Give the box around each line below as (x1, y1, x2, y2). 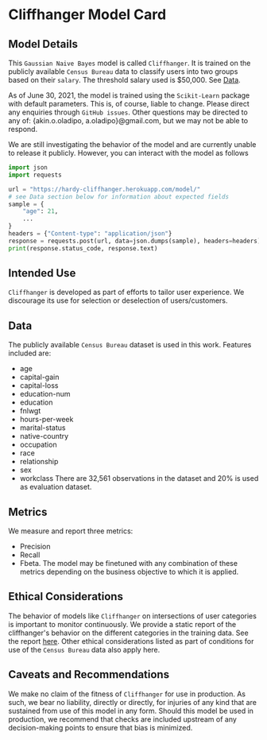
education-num (19, 389, 71, 399)
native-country (19, 432, 69, 441)
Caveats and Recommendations (8, 668, 169, 681)
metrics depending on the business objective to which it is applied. (19, 567, 239, 577)
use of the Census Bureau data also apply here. (8, 645, 161, 654)
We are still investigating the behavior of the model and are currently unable (8, 140, 257, 149)
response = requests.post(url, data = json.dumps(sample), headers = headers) (8, 237, 261, 245)
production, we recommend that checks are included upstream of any (8, 714, 237, 724)
